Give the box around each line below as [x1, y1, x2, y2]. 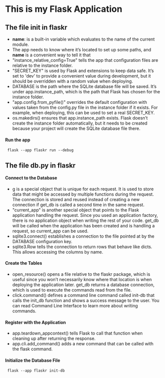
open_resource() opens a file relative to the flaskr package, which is [12, 271, 150, 277]
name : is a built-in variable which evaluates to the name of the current [12, 36, 155, 42]
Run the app [5, 137, 31, 143]
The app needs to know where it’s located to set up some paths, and [12, 47, 151, 52]
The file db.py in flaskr [5, 161, 76, 169]
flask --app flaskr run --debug [7, 148, 74, 153]
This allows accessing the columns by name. [12, 249, 103, 255]
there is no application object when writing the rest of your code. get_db [12, 217, 159, 223]
